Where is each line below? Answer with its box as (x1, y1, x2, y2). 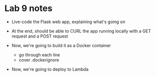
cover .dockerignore (18, 57, 59, 63)
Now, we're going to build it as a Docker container (11, 42, 111, 48)
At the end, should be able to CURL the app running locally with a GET (11, 28, 151, 34)
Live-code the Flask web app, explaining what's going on (11, 19, 126, 25)
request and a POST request (11, 33, 69, 39)
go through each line (18, 51, 60, 58)
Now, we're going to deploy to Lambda (11, 66, 89, 72)
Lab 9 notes (4, 3, 53, 14)
